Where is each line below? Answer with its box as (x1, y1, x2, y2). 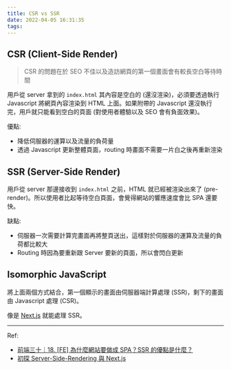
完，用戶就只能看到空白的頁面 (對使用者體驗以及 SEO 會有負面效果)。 (7, 108, 204, 116)
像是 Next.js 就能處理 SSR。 (7, 311, 86, 320)
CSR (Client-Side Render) (7, 48, 118, 60)
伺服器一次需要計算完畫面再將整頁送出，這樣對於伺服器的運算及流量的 (16, 232, 217, 239)
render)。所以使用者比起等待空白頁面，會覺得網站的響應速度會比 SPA (7, 194, 204, 201)
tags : (7, 23, 23, 30)
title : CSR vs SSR (7, 10, 60, 17)
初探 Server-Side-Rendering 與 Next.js (16, 354, 126, 362)
